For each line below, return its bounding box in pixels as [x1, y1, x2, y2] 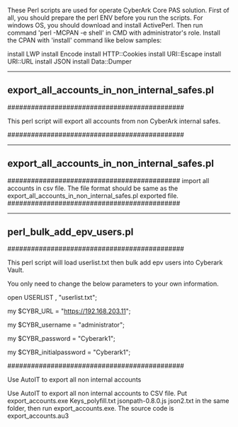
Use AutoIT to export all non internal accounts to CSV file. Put [7, 389, 188, 398]
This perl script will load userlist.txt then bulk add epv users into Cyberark [7, 258, 223, 267]
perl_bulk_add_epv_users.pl [7, 226, 134, 238]
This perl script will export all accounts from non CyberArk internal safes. [7, 117, 221, 125]
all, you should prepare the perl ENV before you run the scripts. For [7, 13, 203, 22]
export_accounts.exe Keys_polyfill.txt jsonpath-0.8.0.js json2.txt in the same [7, 397, 229, 405]
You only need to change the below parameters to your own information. [7, 279, 220, 288]
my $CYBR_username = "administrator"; [7, 321, 125, 329]
